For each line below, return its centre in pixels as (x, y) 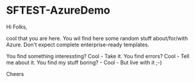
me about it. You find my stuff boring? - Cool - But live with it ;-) (84, 62)
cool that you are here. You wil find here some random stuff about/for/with (97, 38)
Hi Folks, (17, 27)
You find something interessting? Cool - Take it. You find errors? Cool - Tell (98, 56)
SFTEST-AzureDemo (58, 10)
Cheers (15, 74)
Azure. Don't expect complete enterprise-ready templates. (78, 45)
